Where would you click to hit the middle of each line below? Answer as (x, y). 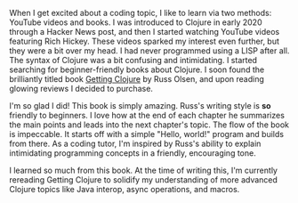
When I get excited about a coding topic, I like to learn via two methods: (141, 13)
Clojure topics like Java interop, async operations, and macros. (125, 189)
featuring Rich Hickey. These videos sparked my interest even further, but (145, 41)
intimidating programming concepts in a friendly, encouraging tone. (133, 153)
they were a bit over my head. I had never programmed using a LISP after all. (149, 51)
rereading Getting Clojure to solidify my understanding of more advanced (144, 180)
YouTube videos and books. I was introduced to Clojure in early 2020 (136, 22)
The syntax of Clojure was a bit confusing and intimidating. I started (133, 60)
